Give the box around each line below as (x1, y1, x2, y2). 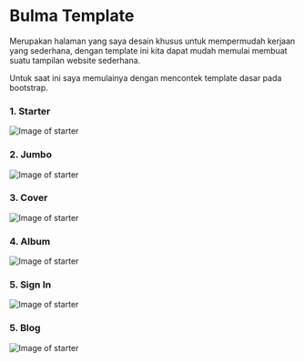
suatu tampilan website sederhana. (9, 55, 141, 65)
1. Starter (9, 105, 51, 117)
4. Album (9, 235, 51, 247)
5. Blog (9, 322, 41, 335)
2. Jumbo (9, 148, 53, 161)
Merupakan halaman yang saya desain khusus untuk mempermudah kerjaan (9, 35, 296, 46)
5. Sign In (9, 278, 52, 291)
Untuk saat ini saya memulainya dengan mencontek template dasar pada (9, 72, 282, 83)
